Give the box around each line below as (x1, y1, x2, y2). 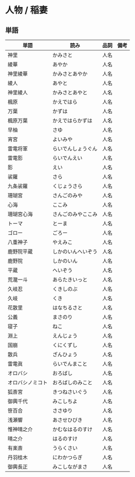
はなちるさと (52, 304, 83, 311)
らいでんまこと (52, 360, 88, 367)
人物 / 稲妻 (5, 4, 48, 16)
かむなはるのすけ (52, 426, 93, 433)
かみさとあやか (52, 70, 88, 77)
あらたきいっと (52, 276, 88, 283)
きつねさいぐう (52, 389, 88, 395)
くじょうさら (52, 183, 83, 190)
